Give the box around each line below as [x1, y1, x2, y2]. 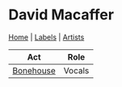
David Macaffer [8, 6, 115, 24]
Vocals [63, 64, 90, 76]
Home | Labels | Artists [8, 32, 85, 42]
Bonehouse [12, 64, 57, 76]
